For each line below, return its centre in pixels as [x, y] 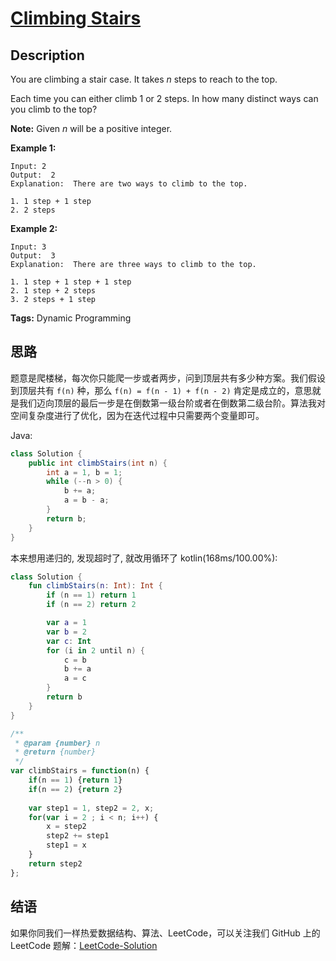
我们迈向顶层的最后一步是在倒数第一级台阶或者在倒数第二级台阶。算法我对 [172, 403]
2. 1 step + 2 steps [53, 291]
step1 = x [66, 845]
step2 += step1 [78, 836]
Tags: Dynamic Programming [71, 318]
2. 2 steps [33, 210]
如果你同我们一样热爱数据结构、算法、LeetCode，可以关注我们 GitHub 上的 [165, 933]
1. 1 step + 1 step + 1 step [71, 282]
